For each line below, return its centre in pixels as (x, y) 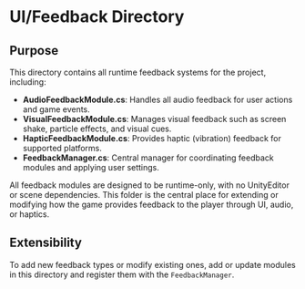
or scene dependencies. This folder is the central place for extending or (144, 195)
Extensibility (46, 243)
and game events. (56, 109)
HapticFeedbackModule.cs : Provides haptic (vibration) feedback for (152, 138)
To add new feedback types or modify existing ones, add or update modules (152, 264)
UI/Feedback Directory (97, 17)
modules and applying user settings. (91, 167)
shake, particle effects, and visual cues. (97, 129)
